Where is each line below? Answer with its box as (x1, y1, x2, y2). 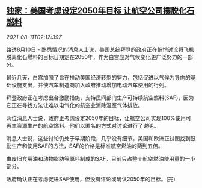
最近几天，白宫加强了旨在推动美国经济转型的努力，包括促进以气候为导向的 (6, 74, 191, 81)
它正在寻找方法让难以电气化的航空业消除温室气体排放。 (6, 101, 143, 108)
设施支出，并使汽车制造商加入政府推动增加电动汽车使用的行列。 (11, 81, 170, 89)
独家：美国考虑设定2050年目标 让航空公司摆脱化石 (6, 5, 195, 16)
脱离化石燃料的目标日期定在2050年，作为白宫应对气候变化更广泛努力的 (6, 53, 183, 60)
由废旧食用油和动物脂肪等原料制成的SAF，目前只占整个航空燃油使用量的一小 (6, 155, 195, 162)
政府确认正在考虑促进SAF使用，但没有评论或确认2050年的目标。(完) (6, 175, 176, 183)
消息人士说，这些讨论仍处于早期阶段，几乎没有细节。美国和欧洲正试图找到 (6, 134, 191, 142)
